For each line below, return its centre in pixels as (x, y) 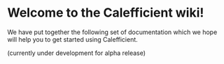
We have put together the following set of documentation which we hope (112, 32)
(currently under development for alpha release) (76, 53)
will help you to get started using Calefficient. (72, 39)
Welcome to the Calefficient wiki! (106, 13)
